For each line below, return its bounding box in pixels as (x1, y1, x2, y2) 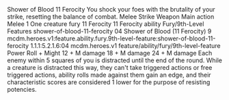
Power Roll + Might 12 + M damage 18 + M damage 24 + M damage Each (7, 49, 213, 57)
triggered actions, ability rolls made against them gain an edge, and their (7, 71, 211, 79)
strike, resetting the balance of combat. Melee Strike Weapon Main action (7, 12, 215, 21)
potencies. (7, 86, 37, 93)
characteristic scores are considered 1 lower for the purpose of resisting (7, 78, 211, 86)
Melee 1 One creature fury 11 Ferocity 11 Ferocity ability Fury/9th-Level (7, 20, 204, 28)
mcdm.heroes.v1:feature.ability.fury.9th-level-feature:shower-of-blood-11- (7, 34, 216, 42)
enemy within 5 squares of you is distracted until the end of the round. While (7, 56, 223, 64)
